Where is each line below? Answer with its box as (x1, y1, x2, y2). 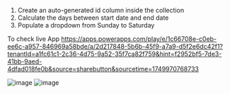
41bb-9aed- (7, 57, 42, 66)
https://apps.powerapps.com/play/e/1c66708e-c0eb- (61, 35, 217, 43)
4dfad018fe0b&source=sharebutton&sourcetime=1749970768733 (7, 65, 200, 73)
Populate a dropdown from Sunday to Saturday (17, 21, 155, 29)
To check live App (7, 35, 60, 43)
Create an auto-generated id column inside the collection (17, 6, 185, 14)
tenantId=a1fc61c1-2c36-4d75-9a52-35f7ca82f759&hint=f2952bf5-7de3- (7, 49, 222, 58)
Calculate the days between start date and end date (17, 13, 169, 22)
